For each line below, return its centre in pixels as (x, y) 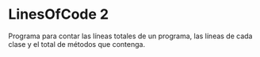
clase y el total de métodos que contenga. (76, 44)
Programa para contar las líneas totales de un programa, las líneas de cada (130, 36)
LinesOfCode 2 (59, 14)
